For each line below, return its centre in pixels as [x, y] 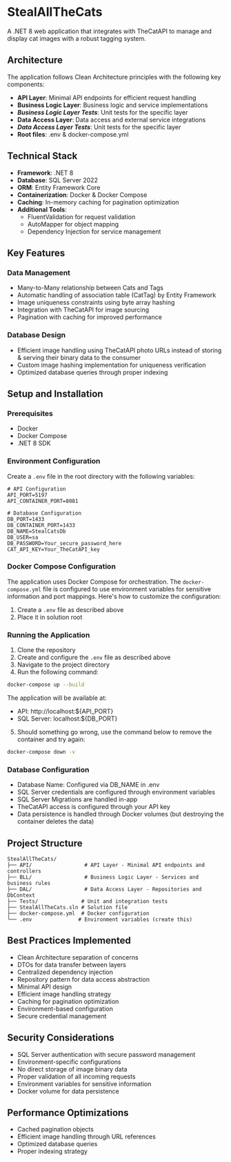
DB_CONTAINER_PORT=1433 [41, 525]
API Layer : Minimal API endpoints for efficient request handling [107, 97]
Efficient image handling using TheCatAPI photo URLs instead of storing [119, 350]
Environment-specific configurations [69, 1062]
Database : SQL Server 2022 [58, 180]
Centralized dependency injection [65, 972]
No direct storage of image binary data [72, 1069]
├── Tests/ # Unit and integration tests [88, 901]
